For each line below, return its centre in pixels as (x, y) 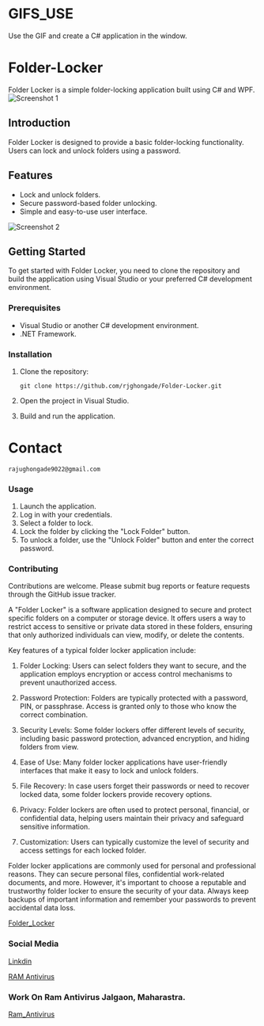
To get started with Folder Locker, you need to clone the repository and (124, 271)
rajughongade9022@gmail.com (55, 469)
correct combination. (54, 715)
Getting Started (47, 252)
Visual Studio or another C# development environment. (109, 325)
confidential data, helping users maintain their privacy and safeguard (132, 818)
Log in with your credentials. (66, 515)
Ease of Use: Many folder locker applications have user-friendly (123, 762)
